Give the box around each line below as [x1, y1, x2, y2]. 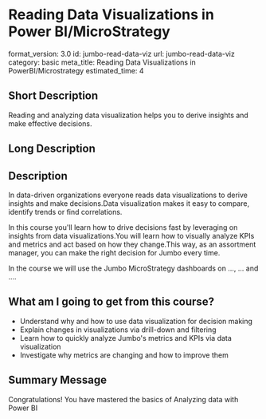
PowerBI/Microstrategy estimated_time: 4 [8, 65, 145, 75]
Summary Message [8, 374, 108, 387]
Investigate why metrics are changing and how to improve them [19, 350, 229, 360]
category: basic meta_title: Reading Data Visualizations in [8, 57, 197, 67]
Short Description [8, 89, 99, 103]
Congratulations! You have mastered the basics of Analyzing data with [8, 394, 239, 404]
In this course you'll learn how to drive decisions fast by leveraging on [8, 222, 238, 232]
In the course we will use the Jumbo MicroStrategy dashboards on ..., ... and [8, 263, 259, 273]
